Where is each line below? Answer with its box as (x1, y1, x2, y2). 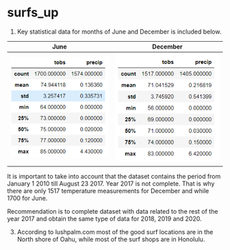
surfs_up (7, 5, 59, 21)
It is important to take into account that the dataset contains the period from (7, 173, 221, 181)
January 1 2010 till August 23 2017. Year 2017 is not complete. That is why (7, 179, 215, 188)
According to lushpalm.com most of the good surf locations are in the (16, 228, 214, 236)
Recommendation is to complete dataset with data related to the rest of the (7, 208, 218, 216)
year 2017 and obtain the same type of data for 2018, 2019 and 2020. (7, 214, 202, 223)
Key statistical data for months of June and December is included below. (16, 27, 222, 36)
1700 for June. (7, 194, 48, 203)
